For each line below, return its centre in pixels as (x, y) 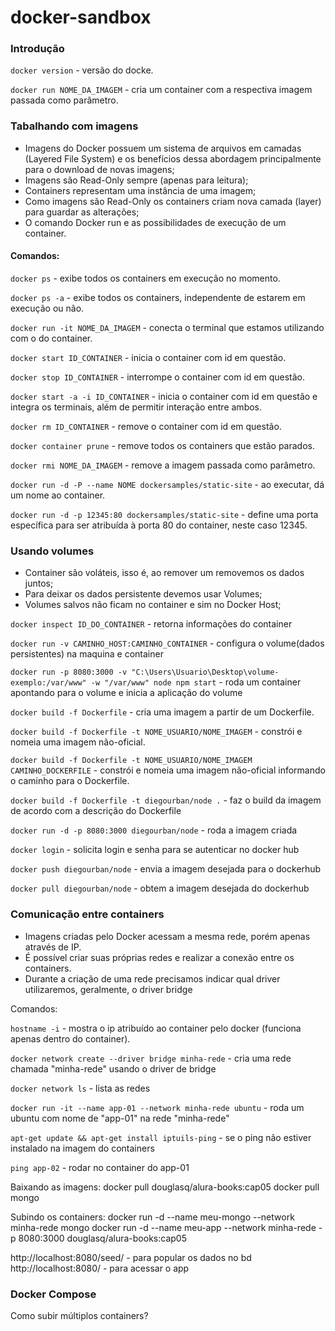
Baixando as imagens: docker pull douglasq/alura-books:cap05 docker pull (165, 1187)
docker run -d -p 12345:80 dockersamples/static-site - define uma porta (164, 514)
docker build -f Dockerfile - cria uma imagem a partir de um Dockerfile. (162, 712)
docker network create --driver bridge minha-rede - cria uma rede (151, 1058)
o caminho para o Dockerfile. (70, 781)
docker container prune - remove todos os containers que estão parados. (162, 445)
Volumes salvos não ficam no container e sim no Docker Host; (153, 605)
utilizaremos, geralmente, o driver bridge (108, 989)
